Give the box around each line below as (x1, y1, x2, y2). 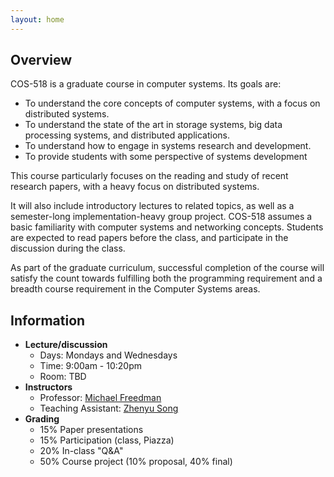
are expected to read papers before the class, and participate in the (10, 232, 289, 244)
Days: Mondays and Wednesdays (39, 349, 178, 361)
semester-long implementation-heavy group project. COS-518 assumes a (10, 211, 313, 223)
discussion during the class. (10, 242, 126, 255)
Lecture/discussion (24, 339, 108, 351)
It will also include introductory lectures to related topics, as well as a (10, 200, 295, 212)
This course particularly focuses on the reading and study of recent (10, 170, 289, 182)
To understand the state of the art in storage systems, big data (24, 119, 283, 131)
